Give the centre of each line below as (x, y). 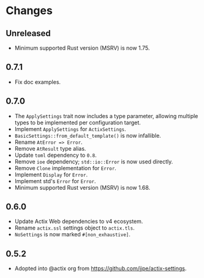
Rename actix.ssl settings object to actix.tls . (75, 228)
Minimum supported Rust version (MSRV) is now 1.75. (82, 48)
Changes (29, 11)
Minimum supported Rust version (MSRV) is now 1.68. (82, 187)
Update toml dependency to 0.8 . (55, 155)
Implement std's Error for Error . (55, 181)
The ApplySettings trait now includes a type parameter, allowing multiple (106, 116)
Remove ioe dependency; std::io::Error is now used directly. (94, 161)
